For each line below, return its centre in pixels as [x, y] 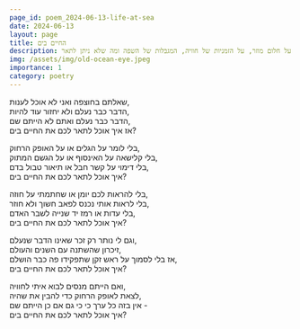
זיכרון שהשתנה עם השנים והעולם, [66, 249]
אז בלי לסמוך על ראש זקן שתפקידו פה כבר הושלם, [93, 259]
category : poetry [42, 76]
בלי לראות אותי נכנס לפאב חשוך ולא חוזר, [79, 203]
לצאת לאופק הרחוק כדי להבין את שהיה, [75, 295]
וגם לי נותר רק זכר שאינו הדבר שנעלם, [73, 240]
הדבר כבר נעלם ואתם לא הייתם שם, [70, 120]
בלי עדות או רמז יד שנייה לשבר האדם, [73, 213]
